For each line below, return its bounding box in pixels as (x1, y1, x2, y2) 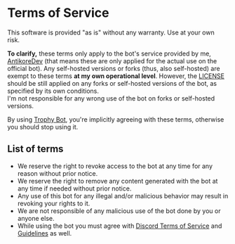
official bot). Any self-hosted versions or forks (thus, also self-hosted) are (7, 64, 220, 72)
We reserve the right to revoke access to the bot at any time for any (17, 162, 213, 170)
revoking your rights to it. (17, 199, 90, 207)
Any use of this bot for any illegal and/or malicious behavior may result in (17, 191, 229, 200)
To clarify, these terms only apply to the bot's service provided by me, (7, 49, 212, 58)
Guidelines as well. (17, 229, 72, 237)
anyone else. (17, 214, 55, 222)
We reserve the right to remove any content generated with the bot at (17, 176, 218, 185)
